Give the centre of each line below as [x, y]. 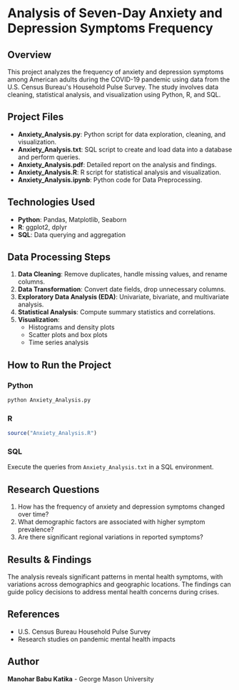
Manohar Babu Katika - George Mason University [81, 679]
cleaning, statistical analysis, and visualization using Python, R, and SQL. [114, 95]
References [34, 615]
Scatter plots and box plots [68, 335]
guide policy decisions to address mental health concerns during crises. [113, 592]
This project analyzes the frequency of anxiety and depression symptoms [116, 72]
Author [23, 662]
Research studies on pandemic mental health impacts [97, 639]
